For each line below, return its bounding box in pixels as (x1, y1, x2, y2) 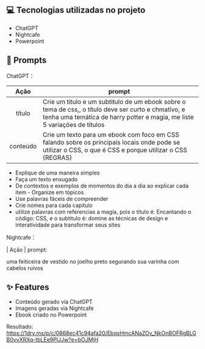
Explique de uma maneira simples (15, 169, 100, 176)
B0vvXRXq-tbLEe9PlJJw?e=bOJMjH (6, 336, 99, 343)
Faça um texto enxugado (15, 175, 78, 182)
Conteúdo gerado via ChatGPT (15, 298, 93, 306)
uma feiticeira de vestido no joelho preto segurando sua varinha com (6, 258, 179, 265)
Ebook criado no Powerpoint (15, 311, 87, 318)
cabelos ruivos (6, 264, 44, 271)
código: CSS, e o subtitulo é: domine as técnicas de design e (15, 214, 168, 222)
